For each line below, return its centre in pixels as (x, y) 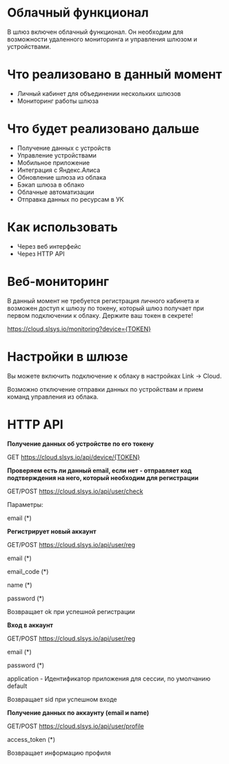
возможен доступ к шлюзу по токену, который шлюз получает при (106, 308)
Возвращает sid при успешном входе (62, 699)
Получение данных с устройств (64, 148)
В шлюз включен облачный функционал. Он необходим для (96, 32)
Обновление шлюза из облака (62, 177)
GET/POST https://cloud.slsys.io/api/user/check (75, 491)
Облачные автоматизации (56, 192)
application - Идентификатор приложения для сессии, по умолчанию (109, 678)
